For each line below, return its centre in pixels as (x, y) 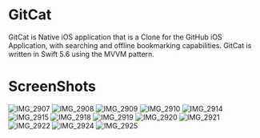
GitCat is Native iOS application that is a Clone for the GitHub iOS (115, 37)
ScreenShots (52, 87)
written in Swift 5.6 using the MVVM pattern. (81, 54)
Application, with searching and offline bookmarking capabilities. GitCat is (130, 45)
